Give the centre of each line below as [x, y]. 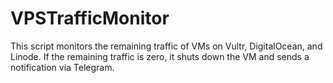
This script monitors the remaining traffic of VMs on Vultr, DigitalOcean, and [166, 46]
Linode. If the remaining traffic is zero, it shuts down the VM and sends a [160, 56]
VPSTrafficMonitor [90, 18]
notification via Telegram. [62, 67]
